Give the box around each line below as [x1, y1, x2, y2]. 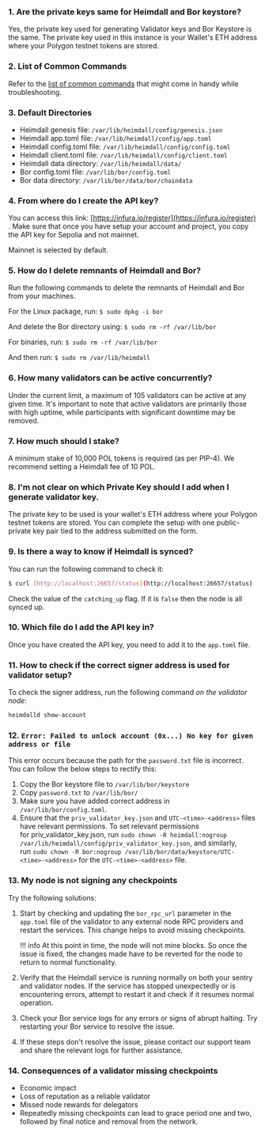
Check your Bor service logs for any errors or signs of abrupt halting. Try [19, 1013, 258, 1022]
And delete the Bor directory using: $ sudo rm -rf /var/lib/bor [8, 322, 217, 332]
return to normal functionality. [19, 957, 117, 967]
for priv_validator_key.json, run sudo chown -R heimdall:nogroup [19, 830, 227, 840]
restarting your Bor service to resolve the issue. [19, 1022, 176, 1031]
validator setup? [8, 669, 73, 681]
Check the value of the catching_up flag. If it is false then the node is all [8, 594, 243, 603]
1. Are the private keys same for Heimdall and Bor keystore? [8, 6, 242, 17]
